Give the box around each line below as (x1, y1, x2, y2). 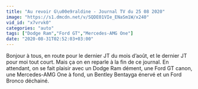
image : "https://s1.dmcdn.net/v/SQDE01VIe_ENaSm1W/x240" (6, 14, 150, 20)
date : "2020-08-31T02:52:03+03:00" (6, 36, 94, 42)
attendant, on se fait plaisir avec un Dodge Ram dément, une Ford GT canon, (6, 65, 193, 71)
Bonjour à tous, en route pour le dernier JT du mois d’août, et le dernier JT (6, 52, 187, 59)
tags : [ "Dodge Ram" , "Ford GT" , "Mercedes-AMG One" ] (6, 31, 134, 37)
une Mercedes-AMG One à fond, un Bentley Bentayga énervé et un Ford (6, 71, 182, 78)
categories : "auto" (6, 25, 54, 31)
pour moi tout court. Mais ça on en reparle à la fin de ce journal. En (6, 58, 169, 65)
